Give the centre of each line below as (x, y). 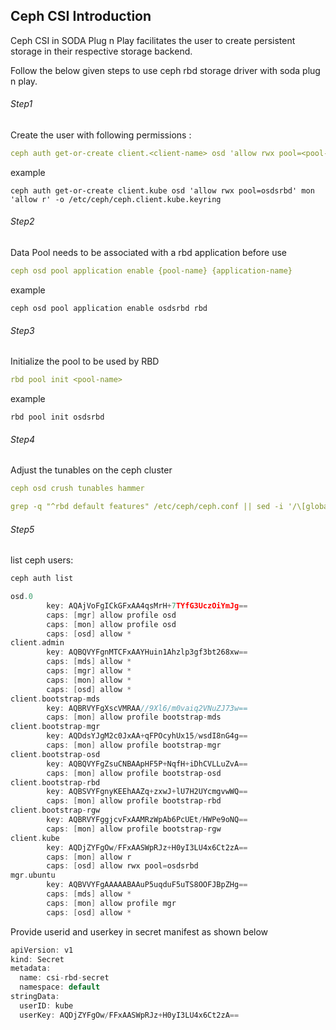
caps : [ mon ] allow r (89, 857)
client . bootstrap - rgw (55, 810)
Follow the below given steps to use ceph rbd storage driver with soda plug (165, 70)
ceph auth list (42, 579)
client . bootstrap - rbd (55, 782)
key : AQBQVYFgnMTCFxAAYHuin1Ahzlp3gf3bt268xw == (147, 652)
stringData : (35, 997)
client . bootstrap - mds (55, 699)
